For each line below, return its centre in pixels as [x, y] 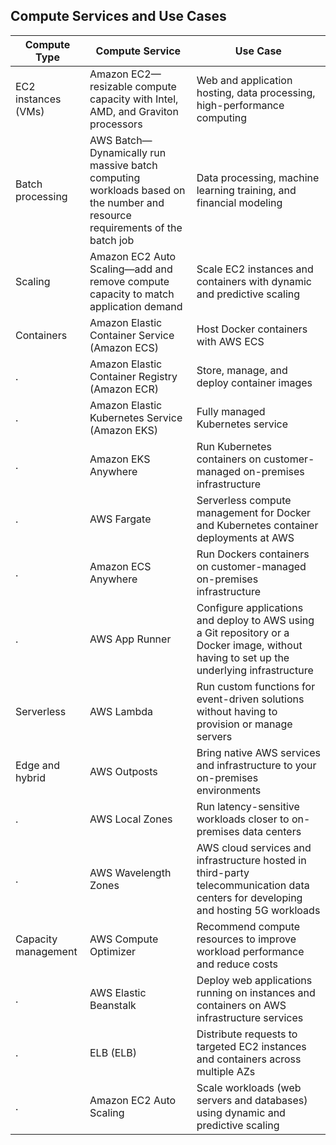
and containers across [249, 1059]
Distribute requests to [247, 1034]
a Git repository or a [243, 632]
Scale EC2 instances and [255, 269]
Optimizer [112, 951]
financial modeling [239, 202]
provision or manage [244, 724]
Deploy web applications [254, 980]
